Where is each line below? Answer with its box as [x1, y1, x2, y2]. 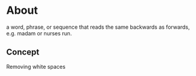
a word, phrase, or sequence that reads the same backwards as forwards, [6, 23, 190, 31]
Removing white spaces [6, 63, 66, 70]
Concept [6, 47, 40, 57]
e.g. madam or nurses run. [6, 29, 72, 37]
